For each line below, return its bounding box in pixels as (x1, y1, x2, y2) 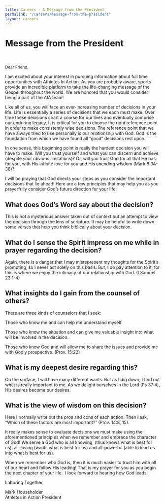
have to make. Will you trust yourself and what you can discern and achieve (5, 150, 159, 156)
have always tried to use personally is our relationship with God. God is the (5, 130, 157, 136)
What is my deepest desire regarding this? (5, 363, 138, 372)
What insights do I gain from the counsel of (5, 289, 140, 297)
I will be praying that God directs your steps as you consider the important (5, 176, 156, 181)
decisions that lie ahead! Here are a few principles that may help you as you (5, 181, 159, 187)
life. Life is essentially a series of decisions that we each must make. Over (5, 109, 155, 115)
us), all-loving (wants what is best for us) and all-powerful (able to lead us (5, 445, 155, 451)
